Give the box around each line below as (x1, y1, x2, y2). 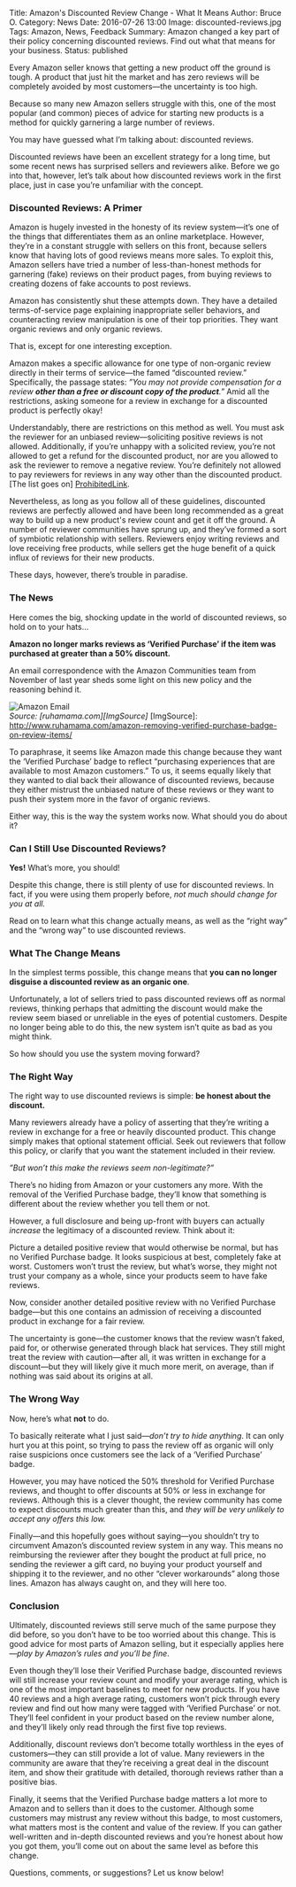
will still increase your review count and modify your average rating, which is (9, 1674, 288, 1686)
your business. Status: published (9, 45, 128, 56)
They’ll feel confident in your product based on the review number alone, (9, 1712, 275, 1723)
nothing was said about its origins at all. (9, 1371, 154, 1381)
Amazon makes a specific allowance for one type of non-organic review (9, 358, 271, 369)
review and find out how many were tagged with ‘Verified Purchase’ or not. (9, 1703, 281, 1713)
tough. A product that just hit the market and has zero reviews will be (9, 72, 260, 82)
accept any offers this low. (9, 1513, 106, 1524)
